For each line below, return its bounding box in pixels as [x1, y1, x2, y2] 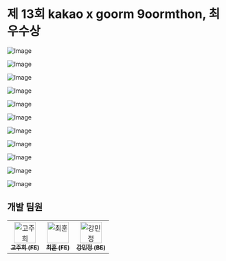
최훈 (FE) [45, 243, 70, 251]
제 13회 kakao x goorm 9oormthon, [7, 6, 206, 22]
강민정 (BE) [76, 243, 106, 251]
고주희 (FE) [10, 243, 40, 251]
